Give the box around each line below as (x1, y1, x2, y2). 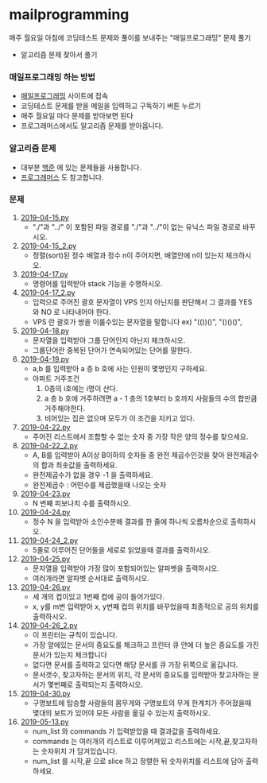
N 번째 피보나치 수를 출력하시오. (32, 498, 132, 508)
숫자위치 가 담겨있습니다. (41, 746, 118, 756)
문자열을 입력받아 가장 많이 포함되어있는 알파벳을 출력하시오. (32, 563, 220, 573)
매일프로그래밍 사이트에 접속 (20, 91, 109, 101)
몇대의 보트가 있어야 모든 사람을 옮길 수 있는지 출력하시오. (32, 707, 211, 717)
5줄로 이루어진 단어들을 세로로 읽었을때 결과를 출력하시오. (32, 545, 211, 554)
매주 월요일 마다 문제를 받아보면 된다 (20, 111, 133, 121)
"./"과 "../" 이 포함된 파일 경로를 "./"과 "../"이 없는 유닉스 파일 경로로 (32, 222, 242, 231)
